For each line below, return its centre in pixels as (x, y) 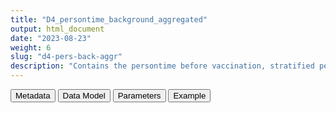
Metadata (33, 96)
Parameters (139, 96)
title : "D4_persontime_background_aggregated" (109, 19)
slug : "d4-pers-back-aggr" (66, 57)
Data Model (84, 96)
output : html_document (57, 29)
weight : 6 (31, 47)
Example (190, 96)
